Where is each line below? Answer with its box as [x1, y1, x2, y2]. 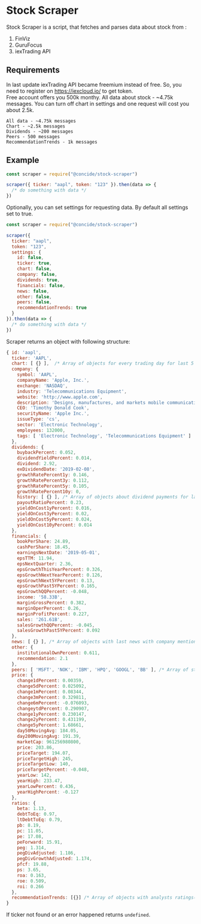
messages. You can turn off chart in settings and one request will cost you [6, 100, 190, 107]
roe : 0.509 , [17, 878, 47, 884]
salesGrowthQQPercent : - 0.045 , [17, 622, 95, 628]
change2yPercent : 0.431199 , [17, 716, 87, 723]
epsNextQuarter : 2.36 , [17, 561, 74, 567]
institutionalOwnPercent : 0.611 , [17, 650, 100, 656]
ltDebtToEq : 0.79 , [17, 817, 63, 823]
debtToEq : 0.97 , [17, 811, 58, 817]
